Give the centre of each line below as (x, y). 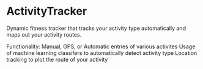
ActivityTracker (47, 11)
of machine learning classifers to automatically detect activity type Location (102, 53)
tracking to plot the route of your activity (57, 59)
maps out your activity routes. (44, 34)
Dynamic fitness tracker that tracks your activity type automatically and (96, 28)
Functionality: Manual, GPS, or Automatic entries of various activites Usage (101, 46)
